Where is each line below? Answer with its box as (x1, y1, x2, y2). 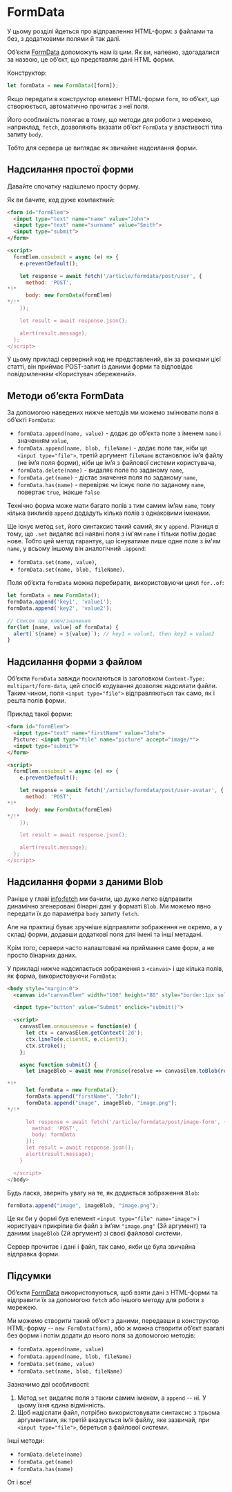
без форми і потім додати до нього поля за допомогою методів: (7, 1331, 196, 1340)
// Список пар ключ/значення (7, 617, 91, 624)
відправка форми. (7, 1250, 60, 1258)
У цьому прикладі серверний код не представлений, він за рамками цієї (7, 355, 221, 364)
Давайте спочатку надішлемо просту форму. (7, 182, 140, 191)
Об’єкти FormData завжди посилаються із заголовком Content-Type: (7, 674, 206, 683)
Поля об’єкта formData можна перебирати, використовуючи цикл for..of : (7, 579, 224, 587)
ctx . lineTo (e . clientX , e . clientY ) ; (25, 1035, 128, 1043)
